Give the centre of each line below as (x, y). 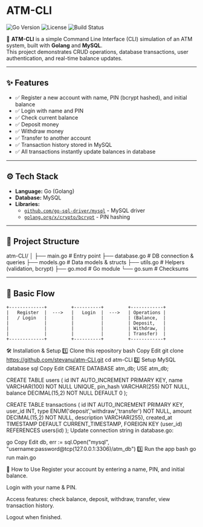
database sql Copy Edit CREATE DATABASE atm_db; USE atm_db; (88, 369)
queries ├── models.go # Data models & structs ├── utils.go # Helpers (95, 262)
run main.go (21, 457)
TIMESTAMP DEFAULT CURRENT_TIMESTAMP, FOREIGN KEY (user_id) (94, 424)
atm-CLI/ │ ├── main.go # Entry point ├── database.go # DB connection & (100, 256)
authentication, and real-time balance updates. (64, 58)
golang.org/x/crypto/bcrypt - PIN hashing (77, 217)
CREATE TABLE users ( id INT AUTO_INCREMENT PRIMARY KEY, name (95, 380)
